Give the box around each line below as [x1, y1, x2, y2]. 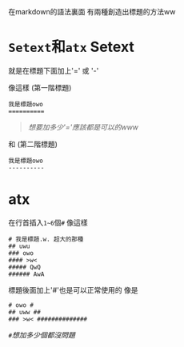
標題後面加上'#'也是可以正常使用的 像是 [8, 285, 138, 294]
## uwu [8, 242, 30, 250]
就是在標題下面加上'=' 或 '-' [8, 66, 99, 75]
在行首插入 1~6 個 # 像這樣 [8, 217, 88, 227]
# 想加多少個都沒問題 [8, 330, 76, 340]
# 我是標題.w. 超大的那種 [8, 235, 84, 243]
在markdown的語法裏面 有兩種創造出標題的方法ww [8, 7, 176, 16]
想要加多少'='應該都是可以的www [27, 122, 138, 132]
